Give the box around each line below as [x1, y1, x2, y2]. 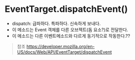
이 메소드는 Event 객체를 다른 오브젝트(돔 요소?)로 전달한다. [12, 26, 128, 33]
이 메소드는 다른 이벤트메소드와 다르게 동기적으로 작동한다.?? [12, 33, 130, 39]
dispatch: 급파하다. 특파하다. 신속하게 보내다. [12, 20, 101, 26]
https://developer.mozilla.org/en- [26, 43, 95, 49]
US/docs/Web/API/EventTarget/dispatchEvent [17, 49, 112, 55]
